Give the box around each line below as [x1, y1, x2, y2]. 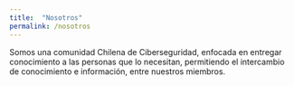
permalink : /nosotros [9, 22, 91, 31]
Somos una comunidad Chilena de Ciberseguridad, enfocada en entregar [9, 46, 282, 57]
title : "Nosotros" [9, 13, 83, 23]
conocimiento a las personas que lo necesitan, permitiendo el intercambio [9, 56, 285, 67]
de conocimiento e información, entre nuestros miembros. [9, 65, 226, 77]
